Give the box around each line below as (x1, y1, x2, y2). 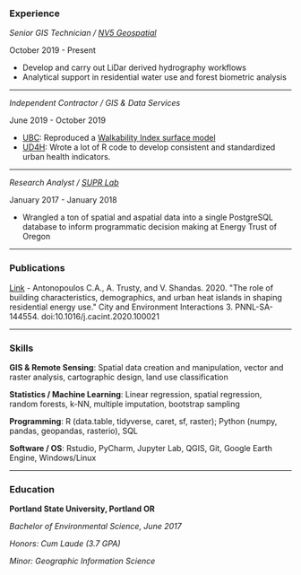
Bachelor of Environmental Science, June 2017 (9, 521, 182, 532)
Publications (9, 262, 65, 274)
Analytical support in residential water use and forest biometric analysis (21, 72, 287, 83)
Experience (9, 7, 60, 20)
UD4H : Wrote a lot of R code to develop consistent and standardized (21, 142, 276, 152)
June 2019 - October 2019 (9, 115, 106, 126)
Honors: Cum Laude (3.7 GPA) (9, 538, 121, 549)
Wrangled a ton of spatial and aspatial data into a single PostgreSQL (21, 212, 273, 222)
